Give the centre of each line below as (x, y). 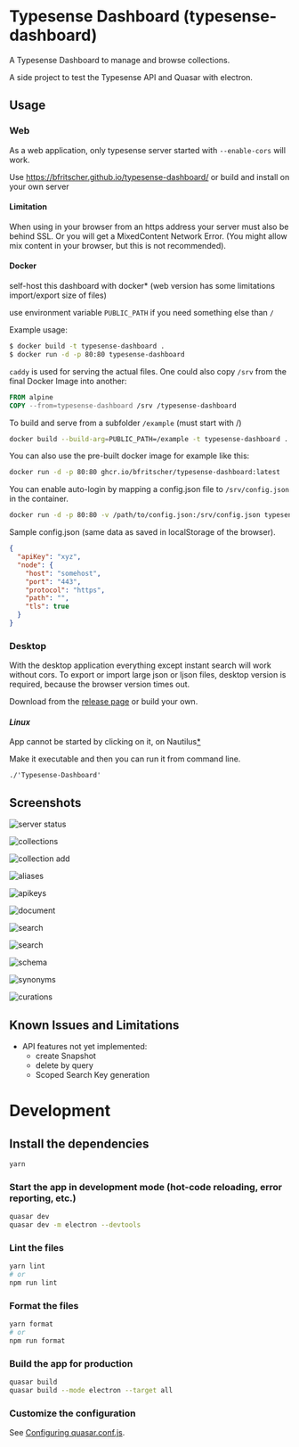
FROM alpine (31, 397)
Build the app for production (71, 1363)
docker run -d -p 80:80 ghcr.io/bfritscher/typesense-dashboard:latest (145, 473)
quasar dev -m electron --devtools (75, 1225)
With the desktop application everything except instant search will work (140, 665)
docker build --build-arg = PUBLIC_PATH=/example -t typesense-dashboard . (149, 439)
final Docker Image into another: (68, 381)
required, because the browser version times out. (100, 685)
